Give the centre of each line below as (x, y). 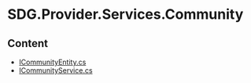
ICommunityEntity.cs (52, 62)
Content (28, 43)
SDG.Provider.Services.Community (125, 14)
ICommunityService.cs (55, 70)
